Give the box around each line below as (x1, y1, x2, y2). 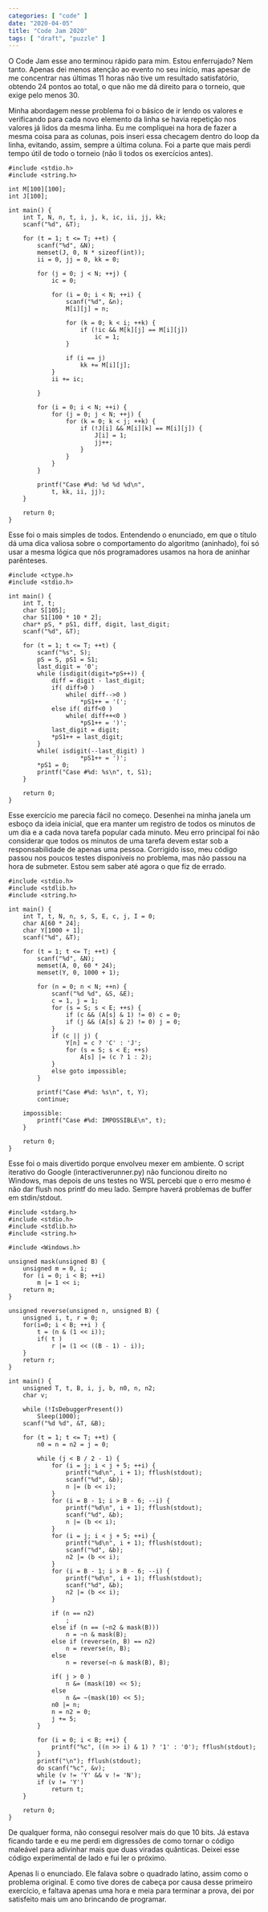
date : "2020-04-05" (8, 19, 74, 27)
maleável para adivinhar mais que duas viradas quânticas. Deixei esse (8, 1844, 240, 1854)
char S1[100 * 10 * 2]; (22, 613, 103, 622)
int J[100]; (8, 192, 48, 201)
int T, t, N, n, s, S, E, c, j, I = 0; (22, 913, 156, 921)
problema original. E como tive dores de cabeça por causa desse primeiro (8, 1877, 253, 1887)
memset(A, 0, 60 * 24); (37, 962, 116, 970)
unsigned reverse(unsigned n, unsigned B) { (8, 1307, 160, 1315)
